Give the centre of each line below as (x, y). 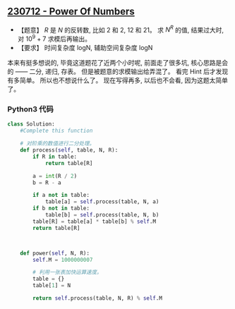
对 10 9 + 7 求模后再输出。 (54, 38)
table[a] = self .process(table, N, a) (102, 202)
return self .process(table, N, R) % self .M (97, 298)
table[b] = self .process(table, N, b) (102, 215)
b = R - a (47, 183)
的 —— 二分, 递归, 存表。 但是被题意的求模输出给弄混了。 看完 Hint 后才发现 (118, 72)
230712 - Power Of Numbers (71, 12)
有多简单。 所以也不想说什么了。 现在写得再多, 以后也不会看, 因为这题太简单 (117, 80)
